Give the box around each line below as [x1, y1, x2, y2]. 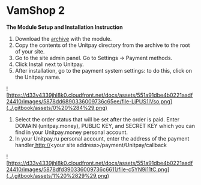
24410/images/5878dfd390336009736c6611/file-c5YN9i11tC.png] [6, 166, 170, 173]
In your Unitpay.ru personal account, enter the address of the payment [14, 135, 190, 142]
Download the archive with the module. [14, 35, 112, 42]
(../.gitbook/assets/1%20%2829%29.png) [6, 172, 110, 179]
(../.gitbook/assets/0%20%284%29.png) [6, 104, 108, 111]
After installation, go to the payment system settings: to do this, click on [14, 67, 193, 74]
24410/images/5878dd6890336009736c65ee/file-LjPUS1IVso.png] [6, 97, 173, 105]
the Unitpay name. [14, 73, 61, 80]
